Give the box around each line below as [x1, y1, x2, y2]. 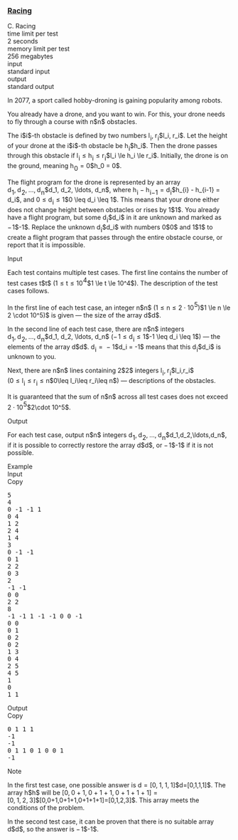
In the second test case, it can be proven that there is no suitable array [7, 817, 215, 826]
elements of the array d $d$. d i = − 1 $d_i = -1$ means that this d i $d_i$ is [7, 342, 222, 354]
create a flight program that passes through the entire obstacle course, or [7, 233, 223, 242]
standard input [7, 67, 50, 76]
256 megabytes [7, 52, 53, 61]
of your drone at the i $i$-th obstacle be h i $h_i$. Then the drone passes [7, 141, 218, 152]
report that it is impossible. [7, 241, 85, 249]
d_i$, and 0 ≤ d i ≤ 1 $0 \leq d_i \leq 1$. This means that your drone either [7, 195, 220, 206]
